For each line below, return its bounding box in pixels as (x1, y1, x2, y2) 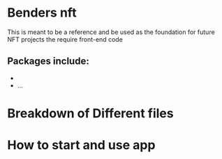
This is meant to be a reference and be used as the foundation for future (7, 28, 215, 36)
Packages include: (7, 56, 89, 67)
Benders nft (7, 5, 77, 21)
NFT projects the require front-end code (7, 35, 124, 43)
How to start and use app (7, 137, 156, 153)
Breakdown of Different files (7, 106, 174, 121)
